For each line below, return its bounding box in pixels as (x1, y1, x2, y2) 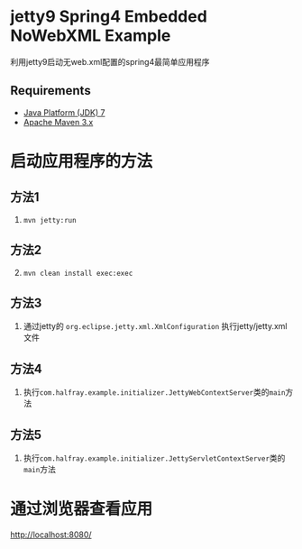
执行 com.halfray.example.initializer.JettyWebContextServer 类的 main (23, 387, 286, 398)
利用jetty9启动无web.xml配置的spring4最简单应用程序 (10, 56, 210, 67)
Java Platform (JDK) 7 (23, 106, 105, 118)
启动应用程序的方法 (10, 151, 153, 171)
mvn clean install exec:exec (23, 269, 133, 278)
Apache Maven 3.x (23, 116, 94, 127)
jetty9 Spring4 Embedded (10, 6, 208, 27)
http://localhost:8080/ (10, 529, 93, 540)
